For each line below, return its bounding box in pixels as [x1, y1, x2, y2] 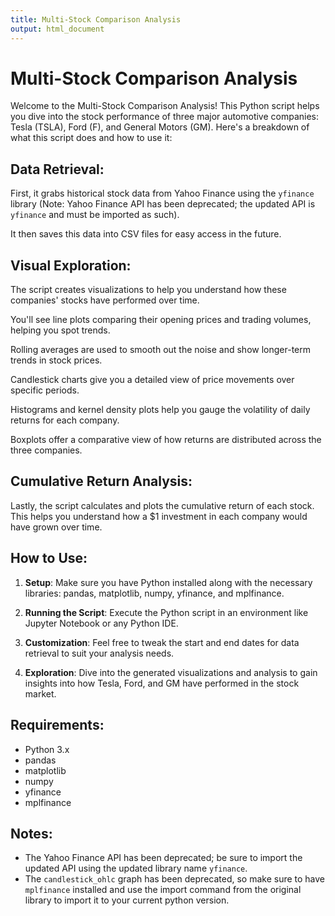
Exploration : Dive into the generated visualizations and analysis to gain [24, 666, 318, 678]
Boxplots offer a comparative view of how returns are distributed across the [10, 434, 322, 446]
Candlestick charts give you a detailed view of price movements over [10, 374, 295, 386]
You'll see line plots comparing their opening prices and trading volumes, [10, 314, 312, 326]
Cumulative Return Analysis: [10, 473, 193, 490]
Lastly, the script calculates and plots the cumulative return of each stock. [10, 499, 315, 511]
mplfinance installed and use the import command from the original [24, 884, 302, 896]
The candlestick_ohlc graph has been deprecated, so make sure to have [24, 873, 326, 885]
